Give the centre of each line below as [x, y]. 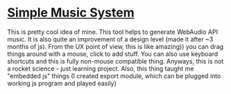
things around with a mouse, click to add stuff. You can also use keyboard [113, 54]
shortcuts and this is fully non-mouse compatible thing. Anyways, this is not [115, 61]
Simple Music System [71, 13]
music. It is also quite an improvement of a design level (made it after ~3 [110, 39]
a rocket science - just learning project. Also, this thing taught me [101, 68]
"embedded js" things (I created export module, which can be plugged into [114, 76]
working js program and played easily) [62, 83]
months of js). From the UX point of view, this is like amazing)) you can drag [115, 46]
